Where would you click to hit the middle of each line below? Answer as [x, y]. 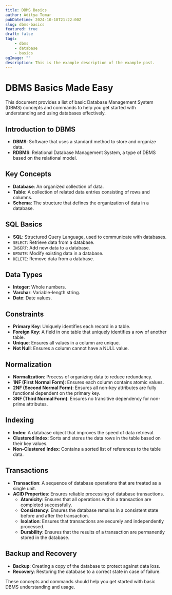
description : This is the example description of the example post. [80, 63]
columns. [22, 197]
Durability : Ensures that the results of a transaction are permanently [93, 532]
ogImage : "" [18, 58]
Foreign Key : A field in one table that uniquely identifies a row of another [90, 332]
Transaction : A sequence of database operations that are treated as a [87, 483]
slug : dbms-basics [25, 24]
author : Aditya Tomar [28, 15]
